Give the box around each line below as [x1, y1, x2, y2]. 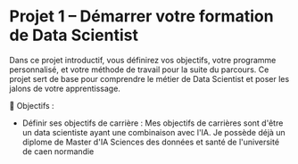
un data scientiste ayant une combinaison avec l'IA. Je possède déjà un [21, 127, 286, 137]
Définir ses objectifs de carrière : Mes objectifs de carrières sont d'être [21, 118, 284, 128]
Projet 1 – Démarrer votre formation [9, 6, 274, 27]
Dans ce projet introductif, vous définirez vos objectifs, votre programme [9, 54, 277, 65]
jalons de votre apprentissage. [9, 83, 120, 94]
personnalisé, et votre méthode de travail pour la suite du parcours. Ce [9, 64, 269, 75]
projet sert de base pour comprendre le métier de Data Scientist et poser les [9, 73, 290, 84]
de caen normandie [21, 145, 95, 157]
